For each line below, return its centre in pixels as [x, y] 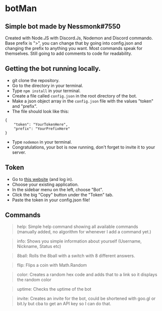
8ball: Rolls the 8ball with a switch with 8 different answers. [76, 256]
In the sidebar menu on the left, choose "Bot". [57, 189]
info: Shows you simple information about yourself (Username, [79, 241]
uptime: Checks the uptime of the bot [54, 289]
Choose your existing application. [45, 184]
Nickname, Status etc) [39, 246]
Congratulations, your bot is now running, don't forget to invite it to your [83, 147]
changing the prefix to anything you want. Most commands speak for [74, 48]
